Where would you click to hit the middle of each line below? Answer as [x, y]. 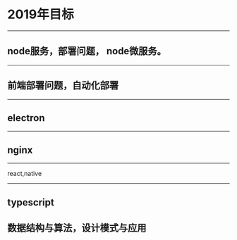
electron [26, 118]
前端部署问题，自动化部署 [63, 86]
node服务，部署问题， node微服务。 [87, 51]
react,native [25, 174]
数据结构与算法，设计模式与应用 [77, 228]
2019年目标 [41, 14]
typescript [31, 202]
